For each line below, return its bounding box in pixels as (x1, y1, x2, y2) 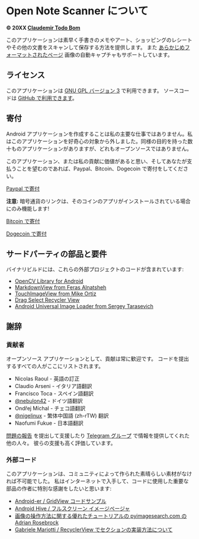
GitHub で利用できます (17, 94, 73, 101)
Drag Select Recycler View (14, 296, 80, 304)
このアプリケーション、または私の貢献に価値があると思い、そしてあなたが (6, 157, 188, 164)
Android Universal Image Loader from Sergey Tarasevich (14, 303, 154, 310)
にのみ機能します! (6, 205, 50, 212)
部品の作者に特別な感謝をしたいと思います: (6, 485, 112, 492)
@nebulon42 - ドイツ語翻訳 (14, 398, 83, 405)
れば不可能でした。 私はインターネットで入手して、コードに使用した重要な (6, 477, 189, 485)
